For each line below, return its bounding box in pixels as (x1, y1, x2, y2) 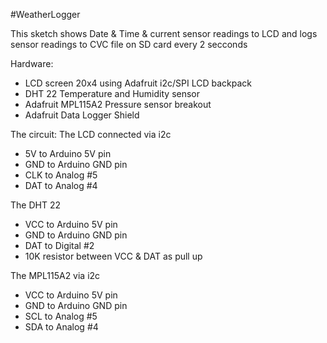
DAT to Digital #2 (24, 240, 95, 251)
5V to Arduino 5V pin (24, 148, 112, 159)
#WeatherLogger (10, 9, 81, 20)
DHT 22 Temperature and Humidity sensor (24, 88, 201, 99)
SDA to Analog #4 (24, 321, 99, 333)
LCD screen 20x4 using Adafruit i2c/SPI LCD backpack (24, 77, 253, 89)
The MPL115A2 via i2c (10, 270, 101, 281)
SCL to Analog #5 (24, 310, 98, 322)
